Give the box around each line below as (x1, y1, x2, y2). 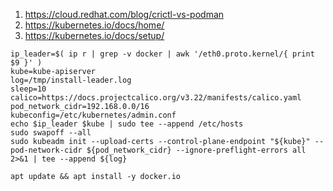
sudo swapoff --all (10, 128, 92, 138)
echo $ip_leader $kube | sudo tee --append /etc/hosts (10, 119, 244, 129)
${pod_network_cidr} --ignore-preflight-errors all (86, 145, 307, 155)
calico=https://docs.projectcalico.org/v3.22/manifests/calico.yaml (10, 93, 302, 103)
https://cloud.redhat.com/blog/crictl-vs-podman (24, 9, 225, 20)
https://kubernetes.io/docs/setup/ (24, 30, 165, 41)
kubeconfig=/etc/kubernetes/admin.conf (10, 110, 177, 120)
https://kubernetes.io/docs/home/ (24, 19, 165, 31)
